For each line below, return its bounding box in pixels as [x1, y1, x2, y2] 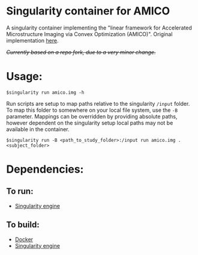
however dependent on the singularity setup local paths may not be [6, 119, 173, 126]
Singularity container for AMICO [6, 4, 170, 18]
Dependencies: [6, 162, 84, 176]
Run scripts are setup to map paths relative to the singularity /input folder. [6, 100, 190, 107]
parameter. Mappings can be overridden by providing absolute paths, [6, 112, 178, 120]
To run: [6, 186, 34, 197]
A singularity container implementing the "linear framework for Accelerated [6, 24, 192, 31]
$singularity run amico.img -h [6, 89, 85, 96]
